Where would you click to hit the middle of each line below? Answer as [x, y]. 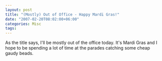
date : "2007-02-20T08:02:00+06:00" [42, 19]
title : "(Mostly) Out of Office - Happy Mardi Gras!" [62, 14]
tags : [11, 28]
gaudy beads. [19, 53]
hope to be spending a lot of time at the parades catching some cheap [78, 48]
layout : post [19, 10]
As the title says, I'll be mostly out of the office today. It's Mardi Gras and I [81, 42]
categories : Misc [23, 24]
